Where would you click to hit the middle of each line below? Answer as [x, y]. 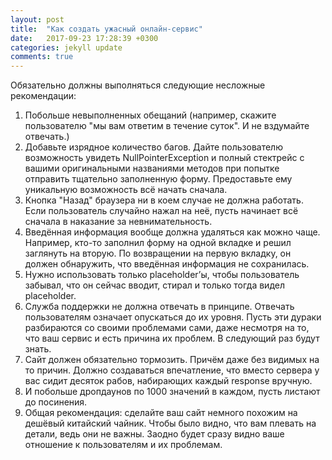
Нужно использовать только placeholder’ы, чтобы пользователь [162, 275]
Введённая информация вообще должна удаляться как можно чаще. [172, 232]
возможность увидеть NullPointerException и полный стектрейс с [164, 158]
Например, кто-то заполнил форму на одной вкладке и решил [158, 243]
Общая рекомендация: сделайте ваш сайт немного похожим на [161, 413]
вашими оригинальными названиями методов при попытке [152, 168]
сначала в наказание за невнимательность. [118, 222]
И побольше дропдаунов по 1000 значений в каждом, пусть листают [172, 392]
